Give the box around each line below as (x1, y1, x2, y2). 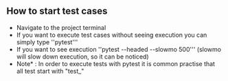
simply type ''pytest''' (16, 37, 78, 46)
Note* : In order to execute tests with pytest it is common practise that (16, 59, 216, 67)
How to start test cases (6, 5, 108, 17)
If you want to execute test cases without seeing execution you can (16, 31, 207, 39)
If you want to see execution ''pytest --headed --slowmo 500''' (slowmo (16, 45, 221, 53)
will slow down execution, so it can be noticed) (16, 52, 149, 61)
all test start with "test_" (16, 67, 84, 75)
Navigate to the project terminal (16, 23, 106, 31)
